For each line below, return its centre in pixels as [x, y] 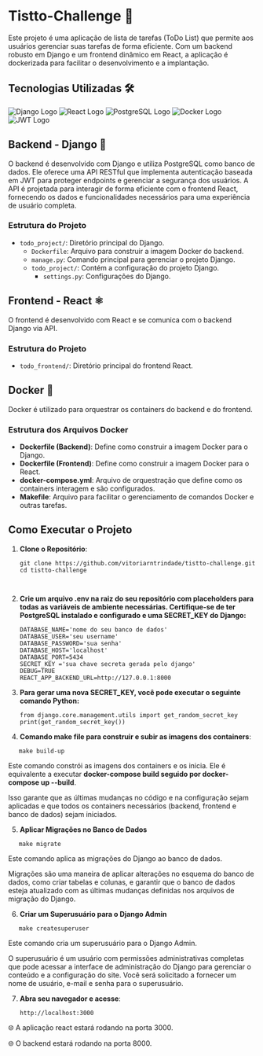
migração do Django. [42, 899]
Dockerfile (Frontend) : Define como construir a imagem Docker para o [134, 464]
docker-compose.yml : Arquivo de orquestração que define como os [131, 480]
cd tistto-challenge [53, 570]
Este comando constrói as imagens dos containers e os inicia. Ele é [117, 765]
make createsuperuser [54, 928]
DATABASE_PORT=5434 [51, 657]
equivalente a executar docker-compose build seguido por [105, 774]
